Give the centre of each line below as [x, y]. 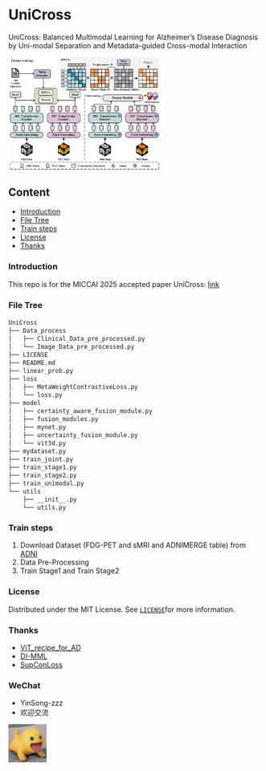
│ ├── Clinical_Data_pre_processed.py [77, 339]
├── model [25, 404]
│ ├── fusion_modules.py [53, 420]
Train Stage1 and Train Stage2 [70, 571]
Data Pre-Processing [55, 562]
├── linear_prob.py [41, 371]
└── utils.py [45, 508]
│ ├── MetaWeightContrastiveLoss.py [73, 388]
